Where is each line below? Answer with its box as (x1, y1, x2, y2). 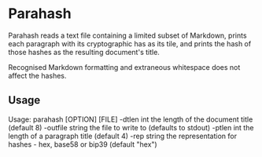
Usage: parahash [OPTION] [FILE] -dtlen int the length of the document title (8, 115, 253, 124)
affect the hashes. (8, 71, 67, 80)
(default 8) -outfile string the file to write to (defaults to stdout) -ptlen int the (8, 122, 254, 132)
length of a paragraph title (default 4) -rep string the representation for (8, 131, 238, 141)
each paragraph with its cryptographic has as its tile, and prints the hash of (8, 38, 252, 48)
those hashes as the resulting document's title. (8, 47, 160, 57)
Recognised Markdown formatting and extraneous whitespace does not (8, 62, 241, 71)
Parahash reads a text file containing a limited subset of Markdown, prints (8, 31, 247, 40)
